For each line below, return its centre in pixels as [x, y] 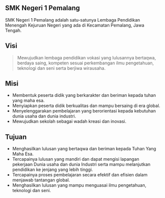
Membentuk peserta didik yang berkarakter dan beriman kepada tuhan [84, 95]
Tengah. [14, 30]
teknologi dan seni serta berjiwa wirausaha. [61, 68]
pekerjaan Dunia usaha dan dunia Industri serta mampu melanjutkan [81, 165]
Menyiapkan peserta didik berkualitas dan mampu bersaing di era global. [86, 106]
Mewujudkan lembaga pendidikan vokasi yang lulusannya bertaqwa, [86, 57]
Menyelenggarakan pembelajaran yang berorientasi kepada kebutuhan [84, 111]
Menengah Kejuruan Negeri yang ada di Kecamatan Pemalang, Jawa [75, 25]
